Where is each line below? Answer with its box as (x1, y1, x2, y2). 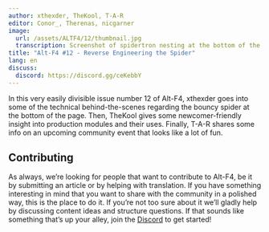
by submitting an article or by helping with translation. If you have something (8, 181, 262, 190)
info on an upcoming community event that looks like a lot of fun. (8, 128, 223, 137)
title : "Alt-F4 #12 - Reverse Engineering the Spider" (8, 49, 196, 57)
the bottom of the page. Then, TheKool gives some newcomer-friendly (8, 110, 243, 120)
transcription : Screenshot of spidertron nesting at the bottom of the (15, 42, 261, 50)
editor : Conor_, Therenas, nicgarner (8, 19, 135, 27)
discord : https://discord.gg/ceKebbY (15, 71, 142, 79)
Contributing (8, 151, 74, 165)
